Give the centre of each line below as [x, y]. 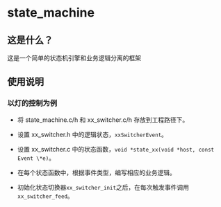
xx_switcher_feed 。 [46, 196]
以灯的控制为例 [32, 103]
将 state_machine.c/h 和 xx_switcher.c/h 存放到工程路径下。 [103, 120]
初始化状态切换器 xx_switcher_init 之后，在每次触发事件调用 [103, 187]
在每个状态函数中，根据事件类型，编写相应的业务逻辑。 [96, 172]
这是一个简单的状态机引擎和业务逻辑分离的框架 [74, 58]
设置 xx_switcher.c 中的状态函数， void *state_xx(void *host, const [115, 149]
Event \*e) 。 [36, 158]
